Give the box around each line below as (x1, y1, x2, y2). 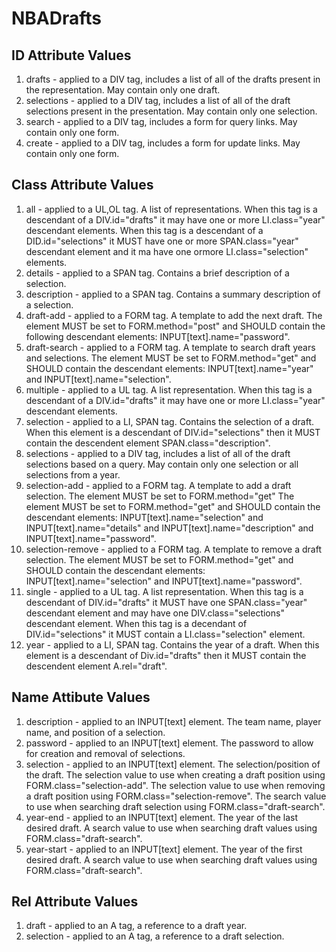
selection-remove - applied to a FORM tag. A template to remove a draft (25, 543, 322, 555)
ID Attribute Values (11, 47, 132, 64)
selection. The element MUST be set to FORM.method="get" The (25, 490, 295, 502)
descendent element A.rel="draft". (25, 660, 168, 672)
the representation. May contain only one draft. (25, 84, 221, 96)
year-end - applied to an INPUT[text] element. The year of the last (25, 811, 299, 823)
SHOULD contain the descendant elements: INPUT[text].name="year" (25, 362, 314, 374)
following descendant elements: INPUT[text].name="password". (25, 330, 291, 342)
